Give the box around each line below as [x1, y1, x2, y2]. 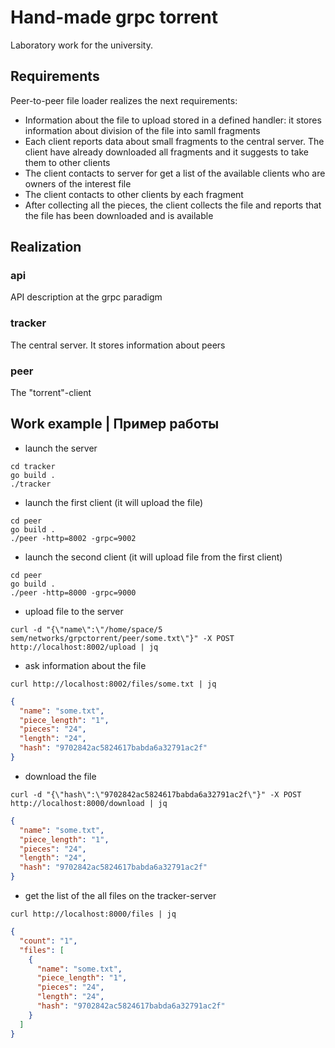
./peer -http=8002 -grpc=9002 [10, 533, 137, 543]
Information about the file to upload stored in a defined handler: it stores [24, 114, 322, 126]
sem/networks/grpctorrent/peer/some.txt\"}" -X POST [10, 633, 235, 643]
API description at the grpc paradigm [10, 291, 163, 303]
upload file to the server [24, 605, 124, 617]
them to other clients [24, 156, 111, 168]
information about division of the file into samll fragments [24, 124, 261, 136]
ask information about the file [24, 659, 147, 671]
